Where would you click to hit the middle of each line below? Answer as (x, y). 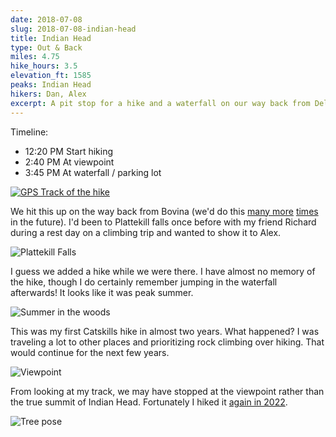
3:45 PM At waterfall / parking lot (93, 172)
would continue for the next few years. (90, 352)
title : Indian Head (51, 38)
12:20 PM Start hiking (68, 151)
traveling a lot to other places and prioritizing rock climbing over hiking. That (167, 342)
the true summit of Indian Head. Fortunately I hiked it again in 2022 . (149, 402)
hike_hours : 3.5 (44, 66)
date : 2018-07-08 (46, 19)
